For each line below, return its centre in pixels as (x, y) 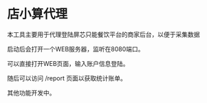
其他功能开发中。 (31, 93)
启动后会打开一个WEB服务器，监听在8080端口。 (76, 49)
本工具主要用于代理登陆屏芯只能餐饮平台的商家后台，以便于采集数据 (103, 34)
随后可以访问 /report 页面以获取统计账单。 (67, 78)
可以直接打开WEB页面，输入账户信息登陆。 (68, 63)
